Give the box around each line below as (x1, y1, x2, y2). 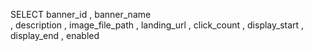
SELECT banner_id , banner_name (10, 9, 152, 20)
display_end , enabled (10, 30, 100, 41)
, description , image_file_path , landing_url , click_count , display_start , (10, 19, 305, 31)
